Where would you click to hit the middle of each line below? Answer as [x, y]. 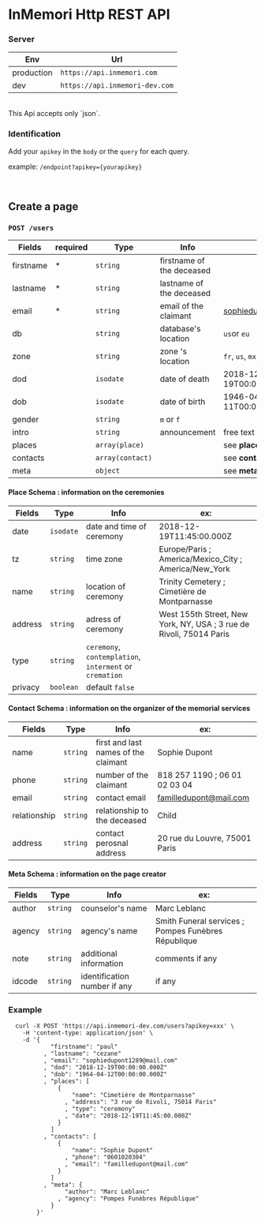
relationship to [122, 810]
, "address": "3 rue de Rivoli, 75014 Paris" [140, 1102]
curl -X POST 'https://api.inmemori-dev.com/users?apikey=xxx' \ [125, 1026]
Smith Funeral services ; [200, 921]
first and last [119, 742]
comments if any [186, 959]
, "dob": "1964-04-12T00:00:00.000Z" [105, 1075]
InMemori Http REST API [90, 15]
